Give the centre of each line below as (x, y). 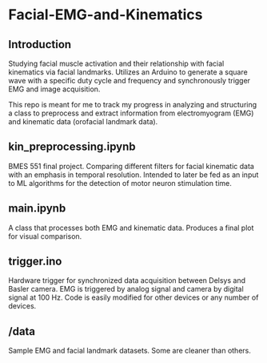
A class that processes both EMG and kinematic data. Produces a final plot (131, 228)
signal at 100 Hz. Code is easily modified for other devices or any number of (133, 297)
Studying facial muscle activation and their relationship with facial (116, 63)
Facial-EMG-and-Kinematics (106, 15)
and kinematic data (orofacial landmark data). (83, 121)
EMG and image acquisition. (54, 89)
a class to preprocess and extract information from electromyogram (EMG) (131, 113)
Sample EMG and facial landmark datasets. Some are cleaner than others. (130, 351)
